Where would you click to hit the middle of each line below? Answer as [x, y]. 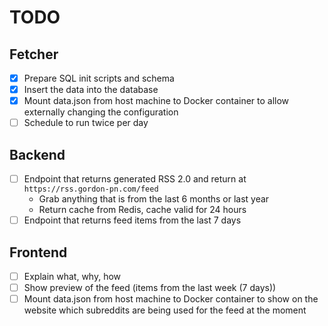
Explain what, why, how [72, 276]
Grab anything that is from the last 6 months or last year [154, 199]
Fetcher [34, 54]
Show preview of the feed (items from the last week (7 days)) [150, 288]
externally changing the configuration [101, 112]
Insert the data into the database [91, 90]
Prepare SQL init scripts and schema [99, 78]
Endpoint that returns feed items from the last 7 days [132, 220]
